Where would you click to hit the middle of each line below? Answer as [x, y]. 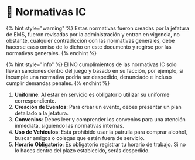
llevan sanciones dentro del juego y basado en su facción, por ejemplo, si [95, 70]
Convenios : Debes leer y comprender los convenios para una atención [100, 119]
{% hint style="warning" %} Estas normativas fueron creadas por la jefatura [97, 28]
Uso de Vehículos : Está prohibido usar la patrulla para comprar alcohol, [101, 132]
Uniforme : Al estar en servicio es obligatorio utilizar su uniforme [92, 94]
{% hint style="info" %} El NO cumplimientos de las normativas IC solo [91, 64]
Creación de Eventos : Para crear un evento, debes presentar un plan [98, 107]
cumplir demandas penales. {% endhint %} [58, 83]
